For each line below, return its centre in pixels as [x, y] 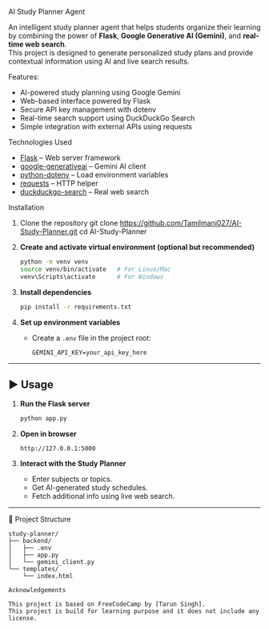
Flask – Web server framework [70, 157]
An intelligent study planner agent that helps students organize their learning [135, 27]
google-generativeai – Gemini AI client [83, 166]
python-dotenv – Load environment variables [94, 175]
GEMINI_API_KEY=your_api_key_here [89, 353]
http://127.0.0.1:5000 [58, 449]
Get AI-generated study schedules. [90, 488]
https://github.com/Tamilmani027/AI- [181, 223]
